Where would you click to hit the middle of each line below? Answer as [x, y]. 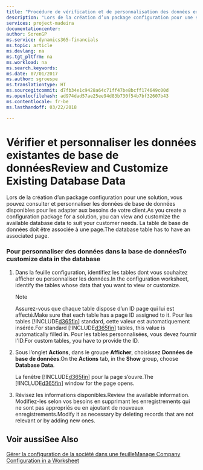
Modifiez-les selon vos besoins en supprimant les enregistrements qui [102, 401]
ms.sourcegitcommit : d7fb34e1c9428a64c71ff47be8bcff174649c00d [88, 91]
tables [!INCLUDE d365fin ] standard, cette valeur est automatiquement [102, 321]
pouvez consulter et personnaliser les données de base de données [91, 204]
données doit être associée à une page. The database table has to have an [98, 229]
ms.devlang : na [25, 51]
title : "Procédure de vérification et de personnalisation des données [98, 12]
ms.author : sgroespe [32, 79]
